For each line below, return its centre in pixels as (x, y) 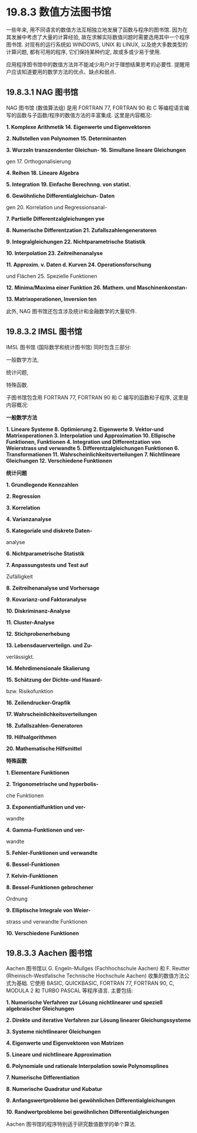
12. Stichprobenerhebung (38, 633)
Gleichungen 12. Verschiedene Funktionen (59, 461)
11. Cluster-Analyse (30, 622)
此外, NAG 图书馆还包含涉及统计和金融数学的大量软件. (72, 311)
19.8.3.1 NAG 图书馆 (42, 92)
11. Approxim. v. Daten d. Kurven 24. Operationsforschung (79, 265)
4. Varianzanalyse (29, 519)
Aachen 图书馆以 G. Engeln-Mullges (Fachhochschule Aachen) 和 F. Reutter (98, 968)
